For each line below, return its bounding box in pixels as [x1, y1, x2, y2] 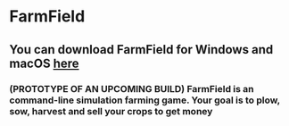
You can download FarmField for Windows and [9, 42, 274, 57]
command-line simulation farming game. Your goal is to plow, [9, 94, 281, 106]
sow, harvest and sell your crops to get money [9, 105, 213, 117]
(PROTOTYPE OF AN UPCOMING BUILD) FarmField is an [9, 82, 254, 95]
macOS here [9, 55, 79, 71]
